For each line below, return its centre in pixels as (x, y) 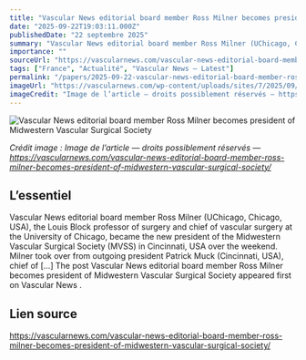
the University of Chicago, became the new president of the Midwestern (145, 237)
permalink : (30, 77)
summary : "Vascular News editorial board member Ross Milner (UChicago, (150, 43)
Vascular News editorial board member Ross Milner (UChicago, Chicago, (146, 217)
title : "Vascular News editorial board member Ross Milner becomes (140, 18)
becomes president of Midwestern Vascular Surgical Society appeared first (150, 275)
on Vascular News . (46, 285)
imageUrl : (28, 86)
